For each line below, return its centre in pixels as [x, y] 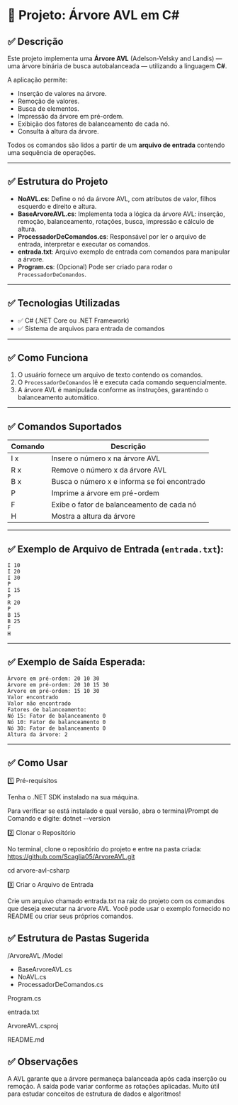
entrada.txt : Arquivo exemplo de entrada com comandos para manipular [124, 252]
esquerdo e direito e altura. [57, 206]
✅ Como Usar [38, 763]
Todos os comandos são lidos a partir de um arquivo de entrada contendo [116, 145]
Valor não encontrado [39, 704]
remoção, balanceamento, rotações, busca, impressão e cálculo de [116, 221]
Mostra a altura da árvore [93, 517]
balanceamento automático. [58, 397]
